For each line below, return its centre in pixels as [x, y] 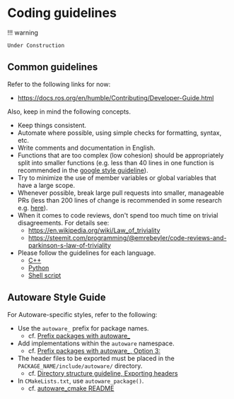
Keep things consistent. [52, 125]
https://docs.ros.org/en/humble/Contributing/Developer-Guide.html [116, 97]
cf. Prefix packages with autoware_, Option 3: [94, 350]
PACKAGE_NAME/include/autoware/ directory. [80, 366]
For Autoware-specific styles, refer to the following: [82, 314]
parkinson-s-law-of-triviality [70, 245]
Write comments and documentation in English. [86, 148]
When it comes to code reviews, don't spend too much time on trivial [118, 215]
